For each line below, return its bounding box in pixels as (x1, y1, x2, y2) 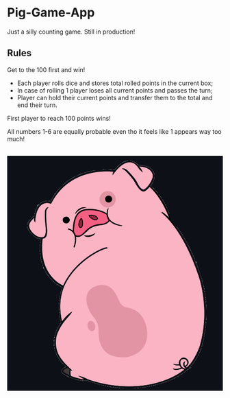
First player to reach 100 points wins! (7, 114, 111, 122)
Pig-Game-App (7, 5, 95, 21)
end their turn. (16, 101, 58, 109)
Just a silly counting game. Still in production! (7, 27, 136, 36)
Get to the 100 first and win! (7, 65, 86, 73)
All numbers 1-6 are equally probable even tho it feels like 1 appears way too (7, 127, 222, 135)
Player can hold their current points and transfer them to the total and (16, 93, 213, 102)
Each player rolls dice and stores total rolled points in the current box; (16, 79, 214, 87)
